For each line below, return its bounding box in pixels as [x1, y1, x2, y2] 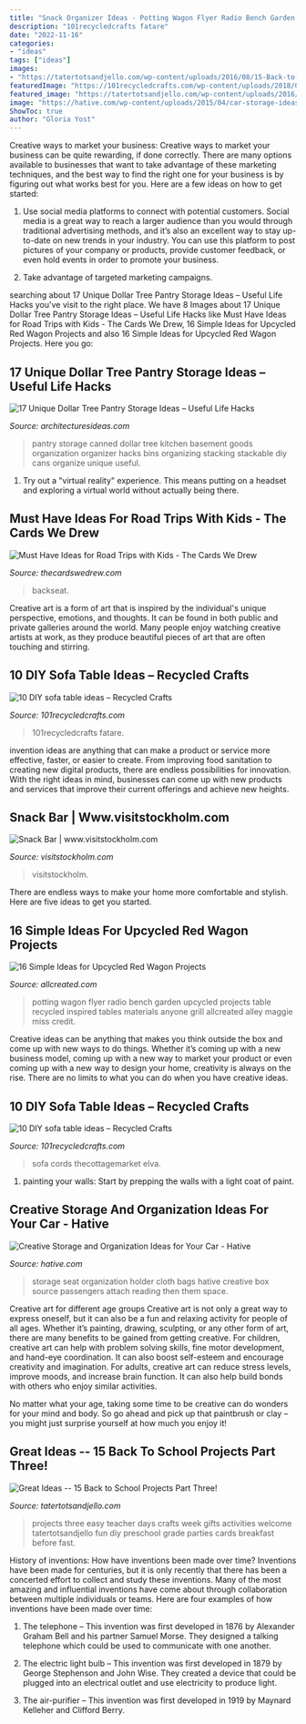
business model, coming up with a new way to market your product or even [9, 1053, 292, 1064]
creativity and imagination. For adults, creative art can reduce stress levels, [9, 1361, 291, 1372]
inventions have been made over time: [9, 1603, 153, 1614]
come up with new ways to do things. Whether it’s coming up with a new [9, 1044, 281, 1055]
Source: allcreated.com [9, 979, 97, 990]
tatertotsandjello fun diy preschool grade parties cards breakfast [31, 1527, 275, 1538]
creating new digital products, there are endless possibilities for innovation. [9, 764, 291, 775]
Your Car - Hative [9, 1217, 109, 1232]
